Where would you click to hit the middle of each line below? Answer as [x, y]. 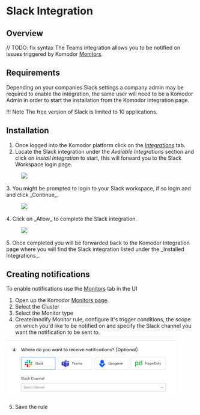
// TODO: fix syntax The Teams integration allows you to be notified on [93, 47]
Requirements [33, 73]
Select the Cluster [37, 307]
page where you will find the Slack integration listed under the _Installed [95, 249]
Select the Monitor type [44, 313]
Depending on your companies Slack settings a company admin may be [95, 87]
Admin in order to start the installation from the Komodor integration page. [98, 100]
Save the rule [31, 407]
